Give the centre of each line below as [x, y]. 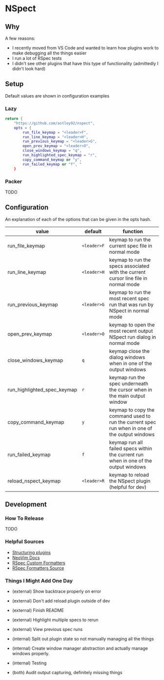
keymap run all [126, 442]
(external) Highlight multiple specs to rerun [55, 620]
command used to [130, 416]
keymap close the [129, 351]
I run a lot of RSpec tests [37, 58]
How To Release [24, 518]
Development [26, 504]
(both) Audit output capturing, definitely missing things [67, 672]
